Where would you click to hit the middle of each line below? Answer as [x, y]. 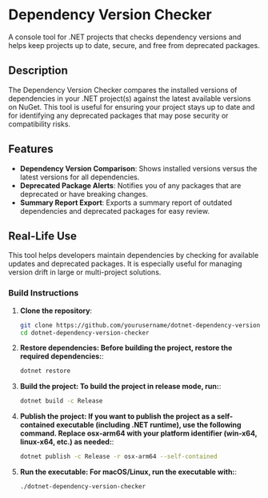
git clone [36, 325]
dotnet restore [45, 371]
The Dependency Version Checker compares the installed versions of [123, 90]
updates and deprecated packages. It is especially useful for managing [125, 264]
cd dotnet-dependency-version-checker [84, 333]
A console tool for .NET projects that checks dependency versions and [125, 37]
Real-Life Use [43, 236]
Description [38, 71]
